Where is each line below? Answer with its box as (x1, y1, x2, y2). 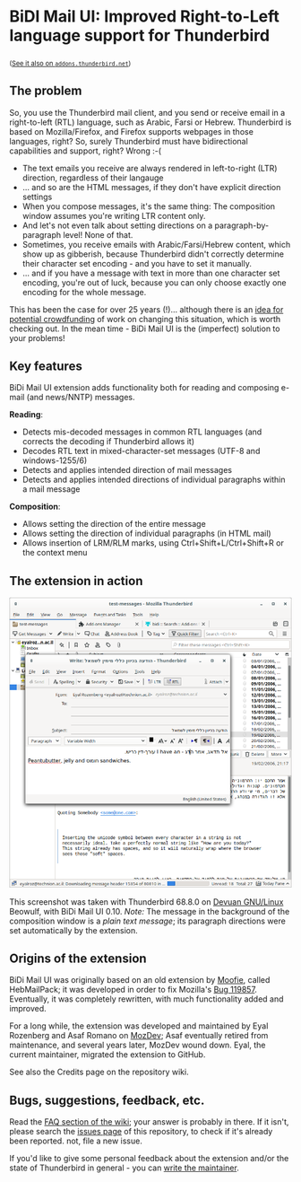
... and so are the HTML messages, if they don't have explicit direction (21, 181, 281, 192)
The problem (9, 83, 82, 99)
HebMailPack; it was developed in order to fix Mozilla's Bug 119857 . (9, 985, 258, 995)
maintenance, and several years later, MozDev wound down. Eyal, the (9, 1039, 266, 1051)
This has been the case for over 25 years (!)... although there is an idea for (9, 303, 284, 315)
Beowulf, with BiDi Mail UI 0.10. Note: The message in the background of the (9, 906, 290, 916)
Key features (9, 358, 82, 373)
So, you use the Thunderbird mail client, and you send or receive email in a (9, 107, 286, 118)
